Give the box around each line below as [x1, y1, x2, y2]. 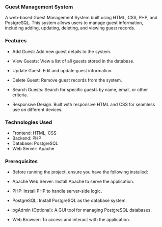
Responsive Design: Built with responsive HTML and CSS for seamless [12, 101, 155, 107]
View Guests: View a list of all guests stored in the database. [12, 58, 135, 64]
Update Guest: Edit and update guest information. [12, 67, 113, 73]
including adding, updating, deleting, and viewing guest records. [5, 25, 135, 31]
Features [5, 37, 27, 44]
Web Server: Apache [12, 145, 54, 151]
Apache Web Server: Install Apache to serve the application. [12, 178, 134, 185]
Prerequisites [5, 158, 38, 165]
